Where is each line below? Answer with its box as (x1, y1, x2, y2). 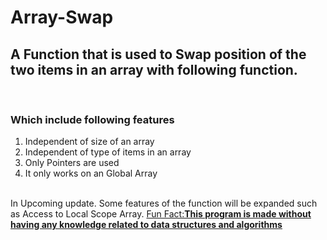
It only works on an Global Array (24, 167, 158, 180)
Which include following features (10, 112, 175, 126)
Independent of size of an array (24, 136, 155, 148)
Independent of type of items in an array (24, 146, 192, 158)
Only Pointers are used (24, 157, 120, 169)
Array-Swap (10, 6, 114, 29)
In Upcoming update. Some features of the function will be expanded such (10, 197, 318, 210)
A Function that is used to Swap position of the (10, 46, 307, 63)
